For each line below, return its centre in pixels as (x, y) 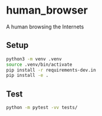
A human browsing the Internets (45, 27)
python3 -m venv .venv (34, 59)
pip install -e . (27, 75)
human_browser (47, 10)
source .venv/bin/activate (39, 65)
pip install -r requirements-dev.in (51, 70)
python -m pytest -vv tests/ (42, 108)
